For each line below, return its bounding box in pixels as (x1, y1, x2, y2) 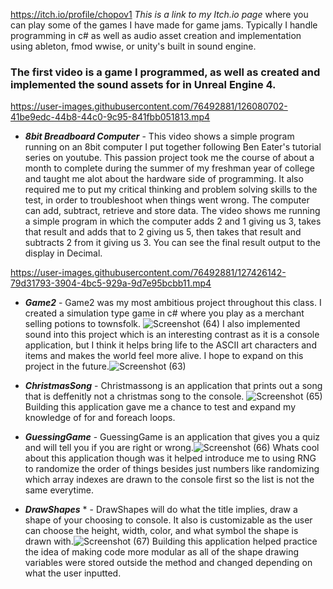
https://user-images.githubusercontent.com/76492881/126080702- (10, 100, 288, 113)
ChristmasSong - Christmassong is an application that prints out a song (24, 380, 323, 392)
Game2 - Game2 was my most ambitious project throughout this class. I (24, 297, 322, 309)
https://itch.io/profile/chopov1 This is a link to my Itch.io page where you (10, 9, 309, 20)
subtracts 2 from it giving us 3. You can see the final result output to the (24, 237, 321, 249)
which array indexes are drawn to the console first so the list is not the (24, 474, 315, 486)
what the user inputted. (24, 567, 122, 579)
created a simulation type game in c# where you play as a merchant (24, 307, 305, 319)
